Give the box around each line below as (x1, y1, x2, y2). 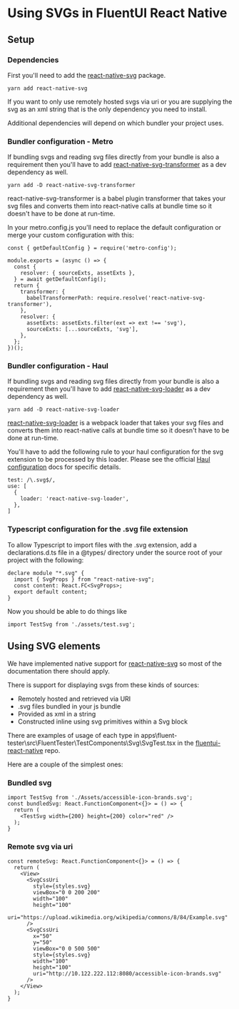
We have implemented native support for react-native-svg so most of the (7, 659, 223, 668)
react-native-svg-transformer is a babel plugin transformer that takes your (7, 194, 226, 203)
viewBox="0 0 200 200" (33, 889, 101, 896)
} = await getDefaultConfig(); (14, 276, 107, 283)
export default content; (14, 588, 88, 595)
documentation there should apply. (7, 666, 111, 675)
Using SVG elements (7, 640, 101, 652)
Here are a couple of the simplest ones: (7, 760, 123, 769)
